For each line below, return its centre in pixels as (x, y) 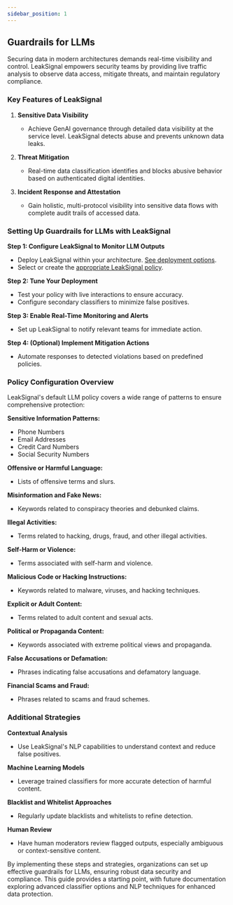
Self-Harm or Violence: (42, 550)
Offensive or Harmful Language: (55, 468)
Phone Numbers (41, 432)
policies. (29, 364)
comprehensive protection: (46, 405)
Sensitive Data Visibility (53, 115)
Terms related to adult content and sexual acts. (85, 618)
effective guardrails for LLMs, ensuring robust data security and (99, 871)
